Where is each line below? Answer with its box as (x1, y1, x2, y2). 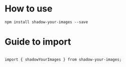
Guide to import (5, 36, 71, 47)
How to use (5, 3, 53, 14)
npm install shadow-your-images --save (5, 19, 88, 24)
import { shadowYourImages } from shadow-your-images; (5, 57, 122, 62)
